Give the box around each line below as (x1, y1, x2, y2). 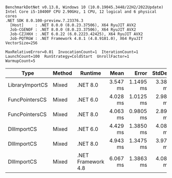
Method (53, 70, 73, 77)
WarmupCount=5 (5, 58, 36, 63)
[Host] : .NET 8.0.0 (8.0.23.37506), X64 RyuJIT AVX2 (10, 23, 137, 28)
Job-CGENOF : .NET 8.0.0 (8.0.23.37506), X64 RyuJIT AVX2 (10, 27, 137, 32)
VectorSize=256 (5, 40, 38, 46)
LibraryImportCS (8, 81, 48, 88)
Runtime (80, 70, 101, 77)
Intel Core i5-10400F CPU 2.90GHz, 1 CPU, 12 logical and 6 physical (5, 9, 157, 14)
